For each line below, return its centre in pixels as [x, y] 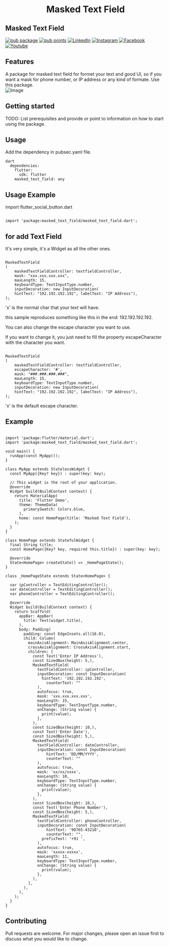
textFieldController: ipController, [76, 669]
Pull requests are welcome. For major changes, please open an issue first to [85, 933]
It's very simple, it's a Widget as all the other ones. [58, 249]
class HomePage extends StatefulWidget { [50, 540]
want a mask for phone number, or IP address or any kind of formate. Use [82, 79]
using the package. [25, 124]
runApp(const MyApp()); [35, 456]
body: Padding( [35, 629]
